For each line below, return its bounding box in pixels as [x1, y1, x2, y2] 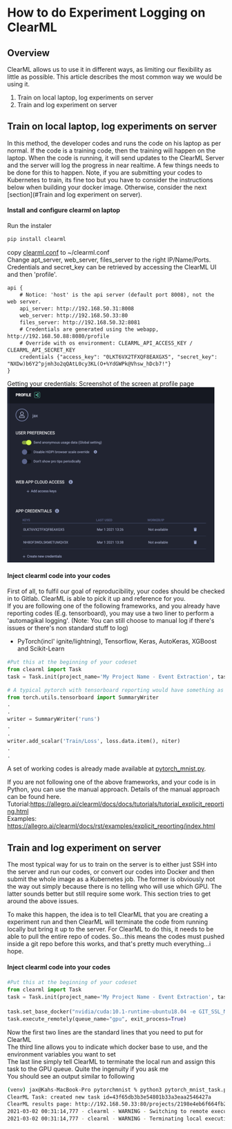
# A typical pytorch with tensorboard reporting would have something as [7, 686, 224, 693]
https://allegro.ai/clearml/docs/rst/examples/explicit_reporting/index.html [7, 822, 215, 830]
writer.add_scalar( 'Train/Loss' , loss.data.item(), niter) [7, 737, 181, 744]
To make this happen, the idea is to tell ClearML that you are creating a [7, 910, 209, 919]
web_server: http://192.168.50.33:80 [19, 312, 128, 319]
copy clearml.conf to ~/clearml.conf [7, 248, 110, 256]
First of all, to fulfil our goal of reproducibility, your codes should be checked [7, 587, 225, 595]
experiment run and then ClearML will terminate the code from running [7, 918, 209, 926]
